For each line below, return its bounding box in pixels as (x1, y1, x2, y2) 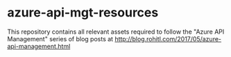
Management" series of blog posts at (7, 34, 113, 43)
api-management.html (7, 42, 71, 50)
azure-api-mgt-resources (7, 5, 159, 21)
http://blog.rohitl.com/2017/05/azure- (114, 34, 222, 43)
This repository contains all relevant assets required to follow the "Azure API (7, 27, 225, 36)
